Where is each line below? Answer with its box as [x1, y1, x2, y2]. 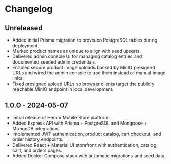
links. [12, 75, 24, 81]
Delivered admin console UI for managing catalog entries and [12, 53, 142, 59]
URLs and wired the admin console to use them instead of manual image [12, 70, 166, 76]
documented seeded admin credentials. [12, 59, 97, 65]
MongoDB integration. [12, 125, 59, 131]
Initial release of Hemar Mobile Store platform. [12, 114, 110, 120]
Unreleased [5, 24, 43, 32]
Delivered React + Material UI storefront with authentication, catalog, [12, 141, 158, 148]
